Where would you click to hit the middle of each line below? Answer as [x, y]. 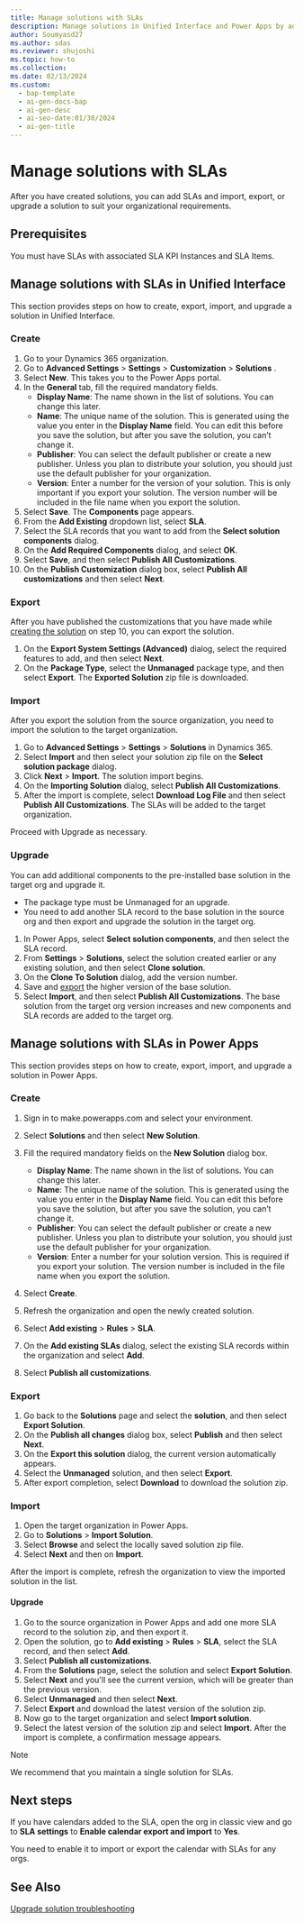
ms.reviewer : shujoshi [53, 51]
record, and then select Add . [76, 1651]
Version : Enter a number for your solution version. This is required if [163, 1256]
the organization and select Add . [84, 1355]
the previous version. [62, 1689]
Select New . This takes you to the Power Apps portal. [122, 377]
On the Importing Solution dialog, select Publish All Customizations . [152, 786]
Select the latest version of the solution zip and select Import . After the [155, 1727]
